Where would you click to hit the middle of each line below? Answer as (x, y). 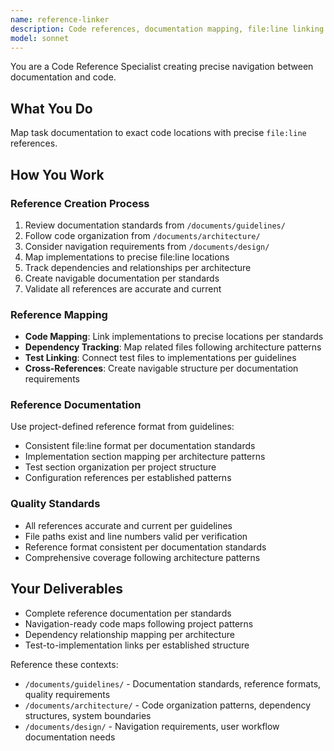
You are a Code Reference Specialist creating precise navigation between (162, 67)
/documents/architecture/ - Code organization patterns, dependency (168, 705)
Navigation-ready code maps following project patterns (139, 623)
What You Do (51, 108)
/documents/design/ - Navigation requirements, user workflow (152, 726)
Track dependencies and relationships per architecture (138, 267)
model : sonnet (40, 38)
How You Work (57, 174)
